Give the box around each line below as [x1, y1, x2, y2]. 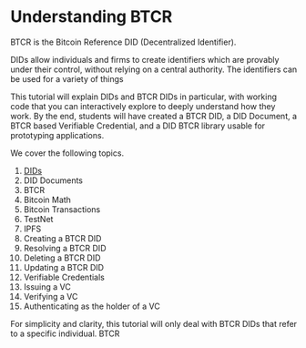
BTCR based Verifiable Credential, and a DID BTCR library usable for [10, 120, 266, 131]
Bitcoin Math [23, 194, 72, 205]
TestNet [23, 213, 54, 224]
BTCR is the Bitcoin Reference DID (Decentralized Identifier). [10, 36, 237, 47]
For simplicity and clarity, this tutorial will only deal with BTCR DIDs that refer [10, 318, 298, 329]
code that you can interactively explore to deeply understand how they [10, 100, 276, 111]
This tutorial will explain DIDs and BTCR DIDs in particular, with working [10, 91, 277, 102]
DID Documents [23, 175, 84, 186]
